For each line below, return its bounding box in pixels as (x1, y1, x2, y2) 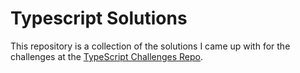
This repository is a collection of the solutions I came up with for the (10, 40, 291, 52)
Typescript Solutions (10, 7, 188, 30)
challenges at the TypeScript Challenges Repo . (10, 50, 204, 62)
